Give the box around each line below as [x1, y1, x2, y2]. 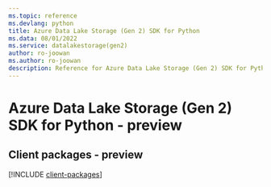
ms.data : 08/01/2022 [8, 34, 78, 43]
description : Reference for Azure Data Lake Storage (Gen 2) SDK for [8, 64, 248, 73]
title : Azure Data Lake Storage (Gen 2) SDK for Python [8, 27, 200, 35]
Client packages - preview [8, 148, 144, 162]
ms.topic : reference [8, 11, 78, 20]
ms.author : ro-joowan [8, 57, 81, 65]
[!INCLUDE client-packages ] [8, 169, 102, 179]
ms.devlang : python [8, 19, 74, 27]
